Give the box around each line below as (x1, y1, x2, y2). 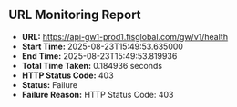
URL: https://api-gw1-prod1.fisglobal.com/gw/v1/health (21, 31, 229, 42)
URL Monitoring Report (8, 7, 142, 23)
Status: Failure (21, 79, 78, 90)
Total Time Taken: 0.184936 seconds (21, 60, 163, 71)
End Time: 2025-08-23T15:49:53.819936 (21, 50, 178, 62)
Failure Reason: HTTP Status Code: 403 (21, 89, 174, 100)
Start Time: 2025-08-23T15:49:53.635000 (21, 41, 184, 52)
